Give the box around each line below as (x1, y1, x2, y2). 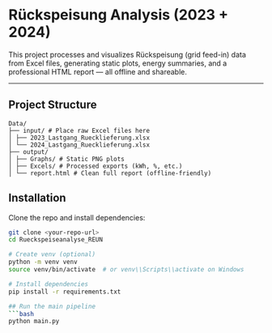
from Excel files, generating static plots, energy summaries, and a (8, 58, 227, 68)
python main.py (8, 318, 60, 326)
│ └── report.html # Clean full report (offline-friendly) (8, 169, 212, 177)
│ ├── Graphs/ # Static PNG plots (8, 155, 125, 163)
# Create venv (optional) (8, 250, 96, 258)
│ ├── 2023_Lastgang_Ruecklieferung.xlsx (8, 134, 151, 142)
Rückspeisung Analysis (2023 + (8, 6, 229, 24)
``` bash (8, 310, 35, 318)
